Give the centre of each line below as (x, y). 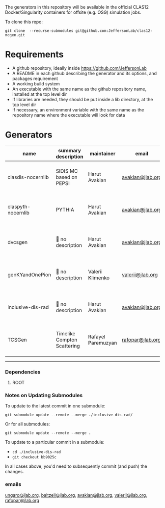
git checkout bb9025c (34, 457)
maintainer (103, 153)
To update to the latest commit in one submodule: (55, 406)
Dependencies (23, 372)
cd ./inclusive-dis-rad (37, 452)
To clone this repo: (24, 22)
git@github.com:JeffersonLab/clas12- (114, 31)
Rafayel (97, 337)
